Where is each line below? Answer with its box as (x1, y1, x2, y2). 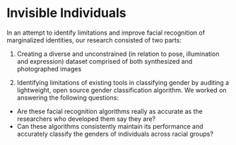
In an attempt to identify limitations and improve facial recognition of (6, 28, 206, 37)
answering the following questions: (16, 93, 119, 102)
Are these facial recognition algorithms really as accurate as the (16, 107, 203, 115)
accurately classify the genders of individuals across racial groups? (16, 129, 213, 138)
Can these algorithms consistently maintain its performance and (16, 122, 203, 130)
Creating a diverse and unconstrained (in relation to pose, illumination (16, 50, 220, 58)
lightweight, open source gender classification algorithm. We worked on (16, 86, 227, 94)
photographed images (16, 64, 82, 73)
